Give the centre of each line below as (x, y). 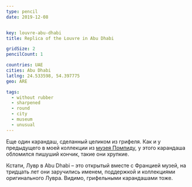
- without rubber (33, 98)
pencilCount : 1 (25, 54)
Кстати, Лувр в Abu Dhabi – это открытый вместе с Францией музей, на (96, 165)
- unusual (23, 125)
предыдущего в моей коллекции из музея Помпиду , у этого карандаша (96, 148)
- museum (22, 119)
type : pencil (22, 11)
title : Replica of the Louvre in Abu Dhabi (60, 38)
